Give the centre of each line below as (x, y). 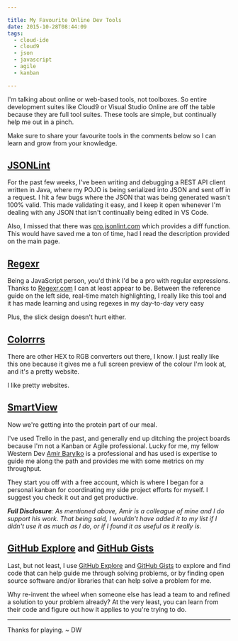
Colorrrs (26, 339)
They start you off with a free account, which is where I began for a (106, 482)
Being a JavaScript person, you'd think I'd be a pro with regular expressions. (119, 281)
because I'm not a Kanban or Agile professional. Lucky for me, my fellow (113, 446)
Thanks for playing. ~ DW (45, 630)
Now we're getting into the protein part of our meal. (83, 424)
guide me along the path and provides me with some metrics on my (106, 461)
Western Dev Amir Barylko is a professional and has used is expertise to (112, 453)
